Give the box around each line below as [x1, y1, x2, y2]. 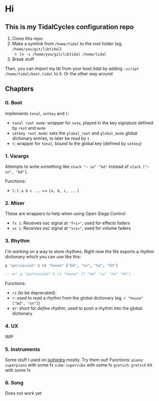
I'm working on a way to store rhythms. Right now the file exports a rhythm [5, 249, 154, 254]
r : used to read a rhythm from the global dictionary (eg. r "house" [12, 295, 144, 301]
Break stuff [12, 56, 34, 62]
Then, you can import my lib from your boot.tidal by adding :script [5, 66, 139, 71]
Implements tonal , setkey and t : [5, 110, 69, 116]
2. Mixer [5, 200, 25, 206]
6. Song [5, 379, 24, 386]
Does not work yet [5, 390, 42, 396]
